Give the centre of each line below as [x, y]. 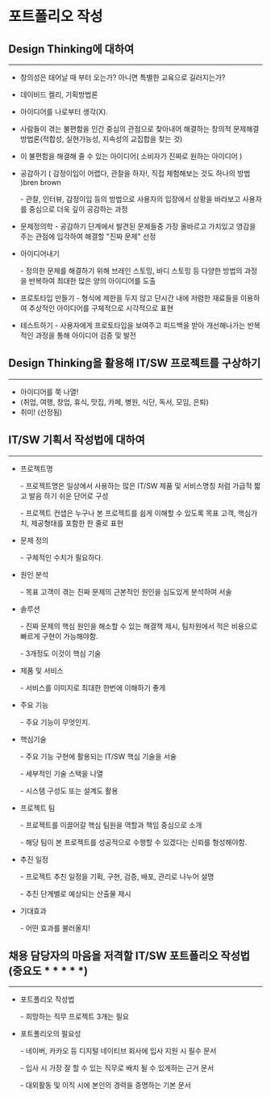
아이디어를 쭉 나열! [49, 392]
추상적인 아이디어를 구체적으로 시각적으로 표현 [101, 308]
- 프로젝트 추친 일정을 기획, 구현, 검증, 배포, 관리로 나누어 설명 [117, 876]
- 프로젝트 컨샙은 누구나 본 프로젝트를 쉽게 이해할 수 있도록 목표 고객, [128, 513]
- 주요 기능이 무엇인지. [55, 722]
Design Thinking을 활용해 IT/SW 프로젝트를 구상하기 [135, 363]
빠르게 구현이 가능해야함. [59, 636]
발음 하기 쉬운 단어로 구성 [69, 496]
